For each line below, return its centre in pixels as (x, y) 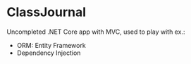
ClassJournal (46, 12)
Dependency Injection (49, 53)
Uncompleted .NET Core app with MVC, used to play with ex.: (96, 32)
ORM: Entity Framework (51, 45)
